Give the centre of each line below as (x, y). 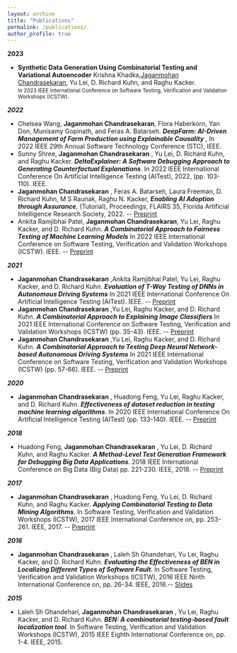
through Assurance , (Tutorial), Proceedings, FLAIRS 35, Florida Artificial (123, 207)
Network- (203, 347)
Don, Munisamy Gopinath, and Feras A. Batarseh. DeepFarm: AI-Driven (122, 131)
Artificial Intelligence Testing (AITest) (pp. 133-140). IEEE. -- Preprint (117, 419)
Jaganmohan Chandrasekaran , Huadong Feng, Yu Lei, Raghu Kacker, (121, 397)
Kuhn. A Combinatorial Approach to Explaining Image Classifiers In (118, 317)
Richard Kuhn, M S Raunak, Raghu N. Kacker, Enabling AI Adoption (116, 199)
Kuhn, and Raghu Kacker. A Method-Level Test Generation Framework (122, 455)
